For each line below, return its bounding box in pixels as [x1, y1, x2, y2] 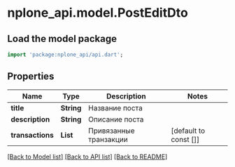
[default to [171, 126, 206, 136]
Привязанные [88, 126, 135, 136]
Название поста [88, 103, 143, 112]
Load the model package [7, 33, 117, 45]
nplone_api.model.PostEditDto [7, 5, 189, 21]
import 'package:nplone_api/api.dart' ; [7, 51, 124, 58]
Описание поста [88, 114, 144, 124]
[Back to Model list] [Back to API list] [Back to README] [7, 152, 168, 161]
